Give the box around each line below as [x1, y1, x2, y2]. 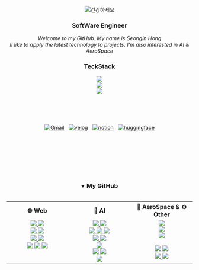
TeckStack [84, 62, 115, 70]
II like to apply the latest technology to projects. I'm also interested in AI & [9, 41, 190, 49]
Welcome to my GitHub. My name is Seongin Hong [37, 35, 162, 42]
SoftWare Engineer [72, 21, 127, 30]
